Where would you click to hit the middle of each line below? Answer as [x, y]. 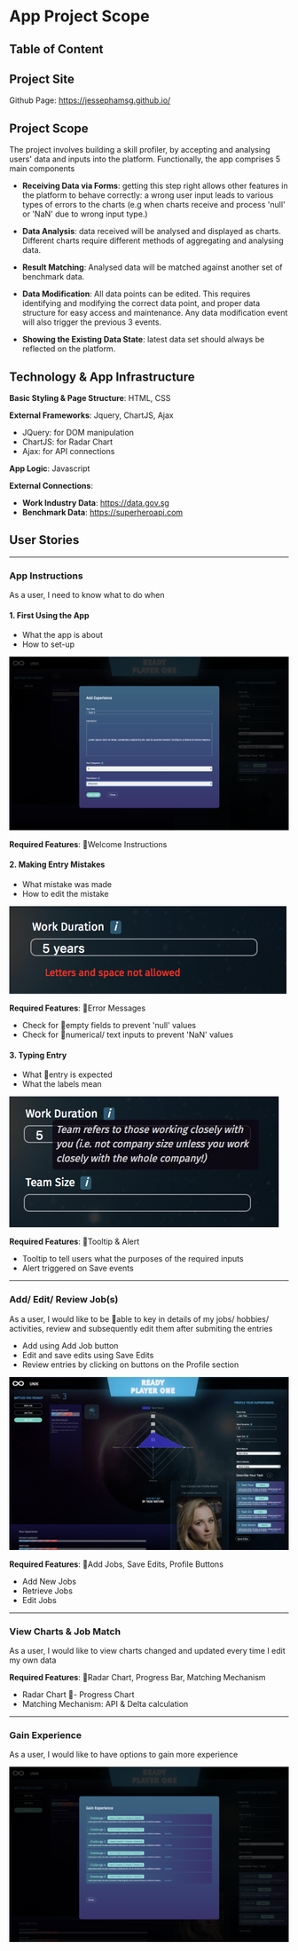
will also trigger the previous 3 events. [92, 322]
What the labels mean [62, 1084]
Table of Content [56, 49]
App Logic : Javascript [50, 468]
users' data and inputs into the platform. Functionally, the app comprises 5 [145, 159]
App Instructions [46, 576]
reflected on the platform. [69, 349]
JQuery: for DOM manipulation [78, 433]
